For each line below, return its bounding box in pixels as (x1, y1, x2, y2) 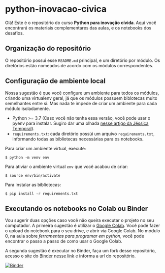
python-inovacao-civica (5, 3, 107, 15)
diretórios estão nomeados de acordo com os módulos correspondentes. (5, 62, 154, 68)
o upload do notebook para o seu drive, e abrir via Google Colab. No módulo (5, 228, 160, 234)
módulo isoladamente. (5, 106, 50, 111)
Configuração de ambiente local (5, 77, 106, 85)
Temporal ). (12, 125, 34, 131)
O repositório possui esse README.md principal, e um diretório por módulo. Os (5, 57, 160, 63)
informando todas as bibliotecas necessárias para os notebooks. (12, 136, 144, 142)
